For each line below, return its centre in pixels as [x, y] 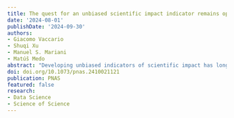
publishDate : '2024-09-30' [46, 26]
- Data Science [29, 98]
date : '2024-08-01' [36, 20]
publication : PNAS [34, 78]
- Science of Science [39, 104]
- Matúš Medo [26, 59]
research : [22, 91]
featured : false [31, 85]
